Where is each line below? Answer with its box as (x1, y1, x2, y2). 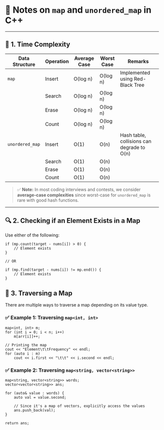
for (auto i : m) (5, 351, 41, 356)
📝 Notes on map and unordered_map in (5, 4, 152, 16)
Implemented (120, 69, 150, 76)
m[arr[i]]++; (14, 334, 41, 339)
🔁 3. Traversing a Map (5, 289, 73, 297)
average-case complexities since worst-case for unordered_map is (17, 192, 151, 198)
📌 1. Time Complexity (5, 40, 70, 48)
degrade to (120, 144, 145, 151)
